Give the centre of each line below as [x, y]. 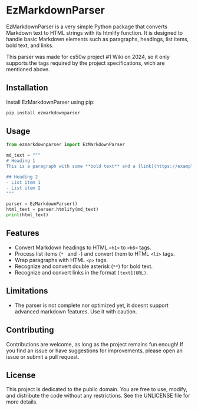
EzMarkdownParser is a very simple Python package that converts [87, 27]
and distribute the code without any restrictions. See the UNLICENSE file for [98, 396]
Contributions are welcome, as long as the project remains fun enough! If [95, 344]
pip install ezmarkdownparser [43, 113]
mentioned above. [28, 69]
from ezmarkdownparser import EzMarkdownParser [66, 145]
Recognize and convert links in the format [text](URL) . [81, 272]
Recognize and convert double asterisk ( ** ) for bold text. [84, 266]
